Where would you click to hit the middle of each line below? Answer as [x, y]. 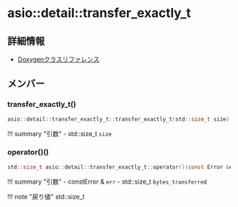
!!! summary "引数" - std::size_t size [59, 133]
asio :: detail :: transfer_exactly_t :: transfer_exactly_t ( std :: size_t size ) [119, 119]
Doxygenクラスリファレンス [58, 59]
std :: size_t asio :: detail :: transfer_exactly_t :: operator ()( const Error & [119, 167]
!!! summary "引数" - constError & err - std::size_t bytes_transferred [107, 181]
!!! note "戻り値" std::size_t [46, 196]
